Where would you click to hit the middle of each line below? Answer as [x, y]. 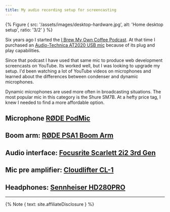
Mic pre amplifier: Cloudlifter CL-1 [59, 170]
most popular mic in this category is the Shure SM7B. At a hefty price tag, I [83, 97]
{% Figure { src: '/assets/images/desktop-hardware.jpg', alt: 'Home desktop [84, 24]
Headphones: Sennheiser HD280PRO [65, 187]
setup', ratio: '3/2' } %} [29, 30]
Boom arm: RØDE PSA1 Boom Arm [59, 136]
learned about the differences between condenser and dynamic [72, 76]
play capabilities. [23, 50]
